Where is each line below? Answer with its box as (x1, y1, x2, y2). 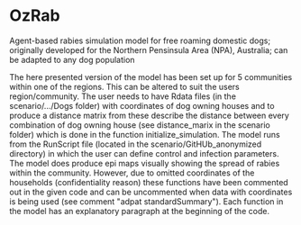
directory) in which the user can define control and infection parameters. (9, 148, 279, 158)
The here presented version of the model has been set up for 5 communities (9, 71, 293, 82)
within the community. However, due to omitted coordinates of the (9, 167, 255, 178)
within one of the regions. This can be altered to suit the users (9, 81, 241, 92)
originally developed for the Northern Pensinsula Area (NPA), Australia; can (9, 44, 288, 55)
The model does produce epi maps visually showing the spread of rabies (9, 157, 280, 168)
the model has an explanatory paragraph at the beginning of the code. (9, 205, 270, 216)
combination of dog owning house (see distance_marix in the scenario (9, 119, 270, 130)
